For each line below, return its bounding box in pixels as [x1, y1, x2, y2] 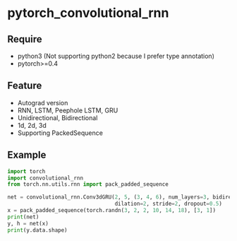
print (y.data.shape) [7, 226, 68, 234]
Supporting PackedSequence [17, 129, 104, 137]
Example [7, 149, 47, 161]
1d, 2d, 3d [17, 121, 47, 129]
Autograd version [17, 98, 68, 107]
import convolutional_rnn [7, 175, 83, 182]
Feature [7, 80, 42, 92]
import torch [7, 167, 46, 175]
